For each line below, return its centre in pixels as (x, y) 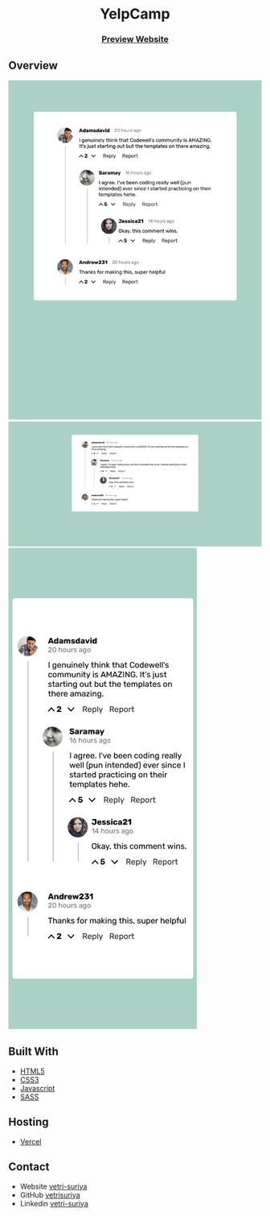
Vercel (31, 1141)
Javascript (37, 1088)
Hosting (29, 1122)
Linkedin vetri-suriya (54, 1203)
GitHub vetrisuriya (50, 1195)
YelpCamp (135, 14)
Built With (33, 1052)
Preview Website (135, 39)
